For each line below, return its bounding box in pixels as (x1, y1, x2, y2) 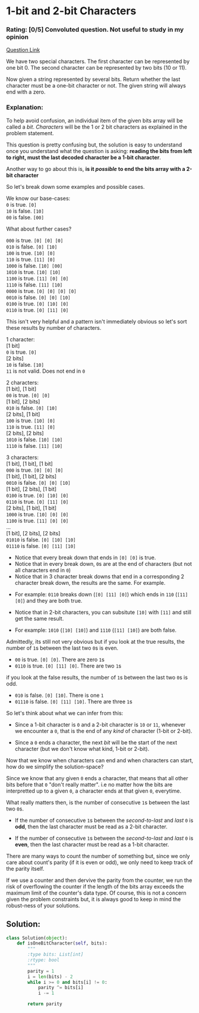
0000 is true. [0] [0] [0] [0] (6, 287, 77, 294)
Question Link (6, 46, 40, 54)
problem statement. (6, 129, 55, 136)
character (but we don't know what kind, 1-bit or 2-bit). (14, 745, 150, 752)
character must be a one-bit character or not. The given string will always (6, 82, 186, 89)
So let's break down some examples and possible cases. (6, 183, 145, 190)
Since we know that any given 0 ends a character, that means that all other (6, 774, 188, 781)
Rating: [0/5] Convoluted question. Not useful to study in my (6, 26, 184, 34)
